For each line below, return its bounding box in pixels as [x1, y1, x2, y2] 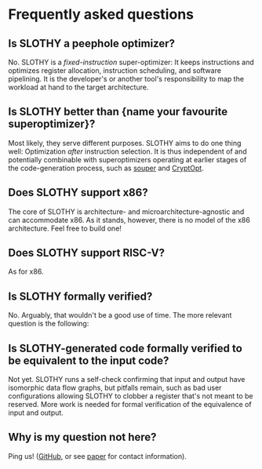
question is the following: [8, 319, 89, 329]
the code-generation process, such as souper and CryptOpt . [8, 163, 204, 173]
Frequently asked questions [8, 5, 195, 24]
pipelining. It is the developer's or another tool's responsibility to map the [8, 75, 245, 83]
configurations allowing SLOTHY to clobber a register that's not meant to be [8, 391, 253, 401]
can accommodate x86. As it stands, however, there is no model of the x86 [8, 215, 251, 224]
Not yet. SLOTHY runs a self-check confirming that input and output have [8, 375, 246, 384]
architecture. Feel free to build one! [8, 224, 122, 233]
